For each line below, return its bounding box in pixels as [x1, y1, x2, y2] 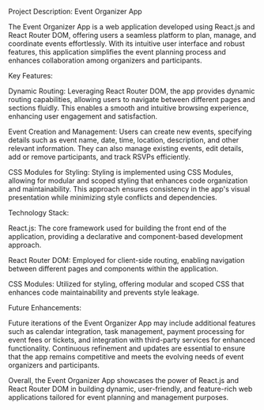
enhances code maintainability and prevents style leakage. [8, 288, 200, 297]
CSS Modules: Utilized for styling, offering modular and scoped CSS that [8, 279, 245, 288]
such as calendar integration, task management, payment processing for [8, 327, 245, 336]
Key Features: [8, 71, 53, 80]
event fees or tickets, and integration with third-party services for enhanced [8, 336, 255, 344]
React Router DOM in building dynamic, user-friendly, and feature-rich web [8, 384, 253, 393]
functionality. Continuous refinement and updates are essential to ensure [8, 344, 246, 353]
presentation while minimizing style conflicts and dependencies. [8, 193, 217, 202]
